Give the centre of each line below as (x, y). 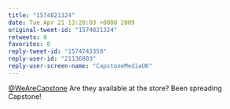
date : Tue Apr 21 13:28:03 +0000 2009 (71, 23)
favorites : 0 (29, 44)
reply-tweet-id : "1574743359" (58, 51)
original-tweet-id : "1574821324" (63, 30)
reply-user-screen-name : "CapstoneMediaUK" (80, 66)
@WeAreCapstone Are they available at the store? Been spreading (115, 88)
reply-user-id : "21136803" (52, 59)
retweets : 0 (27, 37)
